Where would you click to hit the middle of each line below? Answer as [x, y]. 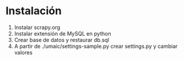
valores [23, 52]
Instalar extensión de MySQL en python [63, 33]
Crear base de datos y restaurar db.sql [62, 40]
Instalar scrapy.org [37, 27]
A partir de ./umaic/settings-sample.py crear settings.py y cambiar [96, 46]
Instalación [34, 11]
